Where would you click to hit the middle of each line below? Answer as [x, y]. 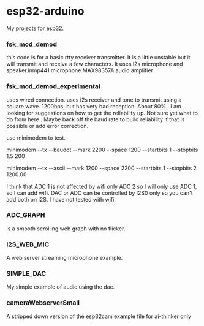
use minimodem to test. [36, 138]
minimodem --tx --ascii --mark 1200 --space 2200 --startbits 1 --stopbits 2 [102, 168]
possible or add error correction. [47, 126]
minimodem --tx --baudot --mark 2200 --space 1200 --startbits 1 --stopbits [102, 150]
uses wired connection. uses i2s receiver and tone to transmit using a [94, 100]
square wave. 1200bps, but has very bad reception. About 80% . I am [94, 106]
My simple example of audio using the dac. [61, 287]
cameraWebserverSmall [43, 303]
